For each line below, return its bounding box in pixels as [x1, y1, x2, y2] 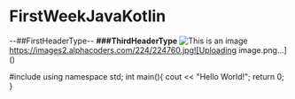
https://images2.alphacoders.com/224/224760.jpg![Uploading [9, 44, 237, 55]
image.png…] [238, 44, 288, 55]
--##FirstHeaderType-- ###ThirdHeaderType [9, 35, 178, 46]
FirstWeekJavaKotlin [9, 6, 167, 27]
